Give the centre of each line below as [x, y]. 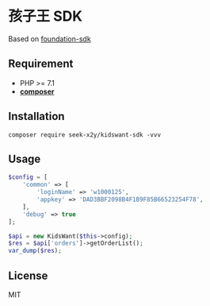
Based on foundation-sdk [50, 39]
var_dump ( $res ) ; [35, 251]
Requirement [41, 64]
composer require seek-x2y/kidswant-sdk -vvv [84, 135]
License [28, 275]
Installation [36, 116]
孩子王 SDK [46, 16]
